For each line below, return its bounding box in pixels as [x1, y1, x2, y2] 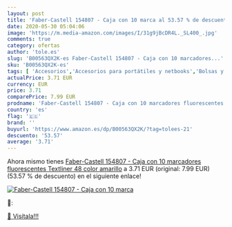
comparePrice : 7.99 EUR [7, 94, 76, 101]
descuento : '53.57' [7, 132, 64, 139]
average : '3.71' [7, 139, 54, 146]
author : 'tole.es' [7, 49, 60, 56]
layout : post [7, 10, 45, 17]
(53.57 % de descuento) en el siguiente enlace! [7, 172, 142, 180]
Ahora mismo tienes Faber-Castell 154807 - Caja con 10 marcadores [7, 157, 202, 166]
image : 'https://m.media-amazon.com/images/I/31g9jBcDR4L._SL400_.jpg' [7, 29, 217, 37]
